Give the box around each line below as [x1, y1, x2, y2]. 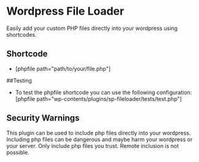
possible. [6, 149, 29, 156]
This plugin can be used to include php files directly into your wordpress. [6, 129, 191, 136]
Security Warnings [6, 113, 80, 123]
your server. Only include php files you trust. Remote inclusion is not [6, 142, 179, 149]
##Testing [6, 76, 33, 84]
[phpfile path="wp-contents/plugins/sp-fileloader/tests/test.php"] [15, 95, 182, 102]
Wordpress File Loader [6, 4, 125, 18]
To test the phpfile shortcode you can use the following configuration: [15, 89, 192, 96]
